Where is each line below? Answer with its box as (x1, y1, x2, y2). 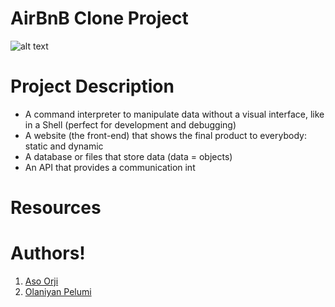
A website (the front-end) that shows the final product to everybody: (24, 129, 307, 141)
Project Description (10, 75, 175, 98)
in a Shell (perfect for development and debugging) (24, 118, 237, 131)
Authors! (10, 242, 86, 265)
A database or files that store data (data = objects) (24, 150, 233, 162)
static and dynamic (24, 140, 104, 152)
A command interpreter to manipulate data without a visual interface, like (24, 108, 325, 120)
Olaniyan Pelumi (24, 286, 92, 297)
